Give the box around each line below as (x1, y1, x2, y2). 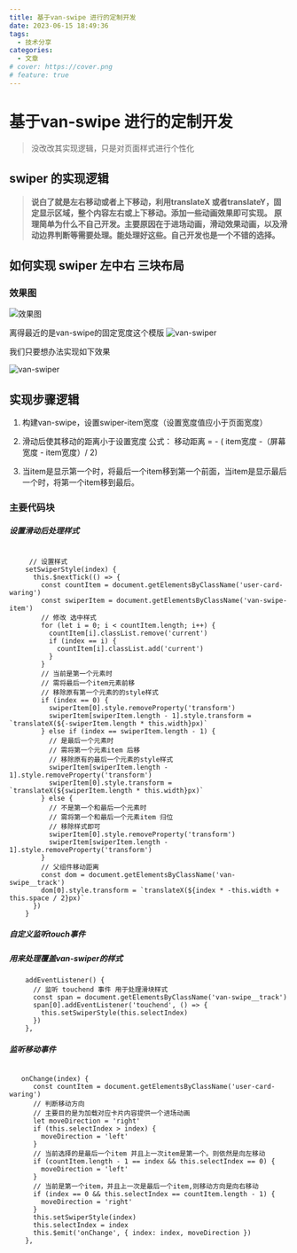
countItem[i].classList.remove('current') (48, 629, 208, 638)
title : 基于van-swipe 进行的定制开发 (9, 12, 137, 22)
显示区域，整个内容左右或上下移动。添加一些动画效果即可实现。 (38, 208, 272, 218)
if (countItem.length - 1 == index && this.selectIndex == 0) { (32, 1157, 276, 1166)
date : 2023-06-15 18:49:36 (9, 21, 109, 30)
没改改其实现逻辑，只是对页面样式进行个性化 (30, 143, 195, 153)
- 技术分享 (17, 37, 52, 47)
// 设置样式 (28, 557, 68, 566)
